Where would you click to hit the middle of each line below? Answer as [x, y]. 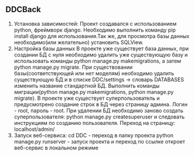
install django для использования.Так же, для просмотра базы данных [102, 36]
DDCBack [23, 10]
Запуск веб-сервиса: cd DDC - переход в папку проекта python [94, 135]
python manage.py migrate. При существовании [73, 67]
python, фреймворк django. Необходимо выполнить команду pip [95, 30]
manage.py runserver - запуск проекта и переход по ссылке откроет [100, 141]
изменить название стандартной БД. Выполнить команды [87, 86]
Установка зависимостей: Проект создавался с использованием [95, 23]
